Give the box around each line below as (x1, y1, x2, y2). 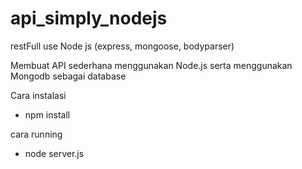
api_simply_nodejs (10, 7, 168, 30)
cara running (10, 128, 63, 140)
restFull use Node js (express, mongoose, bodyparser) (10, 40, 235, 52)
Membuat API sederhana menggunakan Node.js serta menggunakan (10, 59, 293, 71)
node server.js (24, 147, 85, 159)
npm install (24, 108, 71, 121)
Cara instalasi (10, 89, 67, 101)
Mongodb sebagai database (10, 70, 127, 82)
